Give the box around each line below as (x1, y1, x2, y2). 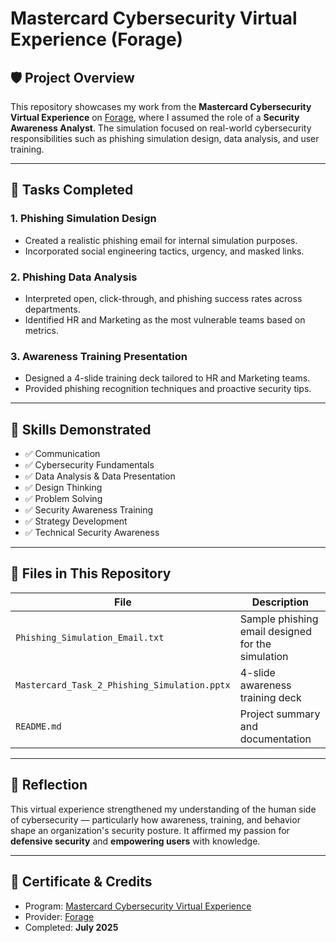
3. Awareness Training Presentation (10, 349, 188, 363)
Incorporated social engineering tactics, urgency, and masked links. (24, 245, 305, 257)
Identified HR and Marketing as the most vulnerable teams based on (24, 313, 306, 326)
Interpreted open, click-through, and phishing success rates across (24, 292, 303, 304)
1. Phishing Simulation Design (10, 212, 157, 226)
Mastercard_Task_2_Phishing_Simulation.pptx (15, 679, 231, 691)
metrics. (24, 324, 60, 336)
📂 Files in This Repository (10, 565, 172, 582)
